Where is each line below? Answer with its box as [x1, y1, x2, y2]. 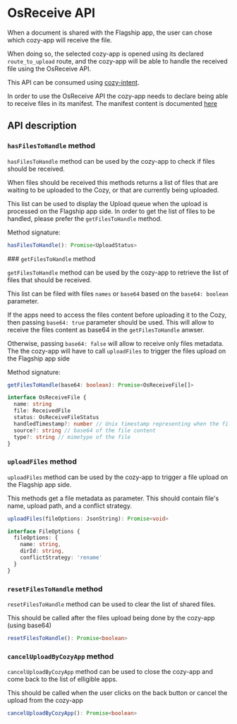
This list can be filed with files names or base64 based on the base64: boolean [7, 289, 229, 298]
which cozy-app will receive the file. [7, 35, 113, 44]
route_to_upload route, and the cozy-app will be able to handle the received [7, 56, 228, 65]
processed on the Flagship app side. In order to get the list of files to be [7, 207, 215, 215]
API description [7, 120, 77, 132]
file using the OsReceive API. [7, 64, 92, 73]
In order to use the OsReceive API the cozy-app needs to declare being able [7, 92, 229, 100]
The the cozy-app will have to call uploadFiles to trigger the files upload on [7, 346, 226, 355]
